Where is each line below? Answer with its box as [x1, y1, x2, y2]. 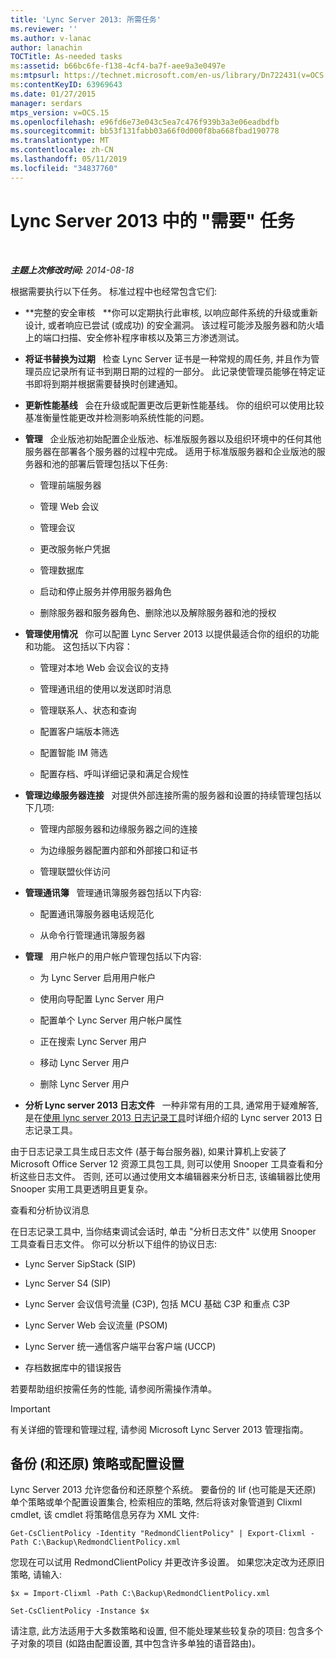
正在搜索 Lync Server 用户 [39, 1035, 148, 1047]
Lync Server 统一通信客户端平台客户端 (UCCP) [24, 1340, 217, 1352]
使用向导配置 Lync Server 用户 [39, 992, 165, 1005]
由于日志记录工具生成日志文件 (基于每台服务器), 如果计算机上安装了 [10, 1145, 288, 1157]
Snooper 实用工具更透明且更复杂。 [10, 1182, 153, 1195]
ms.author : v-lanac [10, 33, 92, 43]
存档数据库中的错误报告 [24, 1361, 122, 1373]
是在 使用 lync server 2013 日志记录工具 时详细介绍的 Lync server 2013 [24, 1111, 312, 1123]
